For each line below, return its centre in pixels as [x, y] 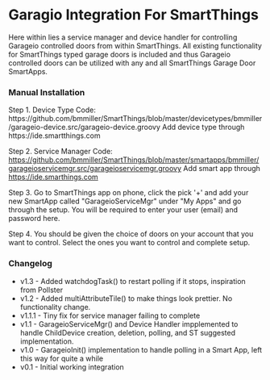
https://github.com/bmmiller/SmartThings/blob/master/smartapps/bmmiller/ [134, 160]
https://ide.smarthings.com [53, 177]
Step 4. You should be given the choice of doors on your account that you [131, 234]
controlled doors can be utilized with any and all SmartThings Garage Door [132, 63]
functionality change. [55, 307]
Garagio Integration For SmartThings [134, 15]
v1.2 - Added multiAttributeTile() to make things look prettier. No [126, 298]
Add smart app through [222, 169]
